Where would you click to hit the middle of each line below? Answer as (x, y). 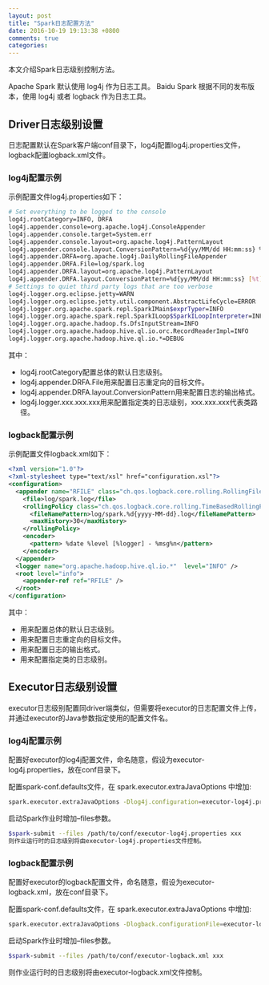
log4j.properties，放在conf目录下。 (67, 770)
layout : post (30, 16)
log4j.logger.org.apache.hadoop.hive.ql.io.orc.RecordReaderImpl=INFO (128, 331)
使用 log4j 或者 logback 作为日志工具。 (86, 96)
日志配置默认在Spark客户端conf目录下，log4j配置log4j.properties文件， (126, 144)
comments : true (34, 38)
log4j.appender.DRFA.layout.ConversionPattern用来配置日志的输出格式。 (140, 392)
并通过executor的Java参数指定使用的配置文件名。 (90, 718)
